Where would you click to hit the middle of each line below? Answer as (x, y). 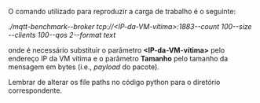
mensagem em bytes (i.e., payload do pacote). (84, 67)
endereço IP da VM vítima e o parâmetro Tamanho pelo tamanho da (118, 59)
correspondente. (35, 90)
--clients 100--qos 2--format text (62, 35)
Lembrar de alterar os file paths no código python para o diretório (114, 82)
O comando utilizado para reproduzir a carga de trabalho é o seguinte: (122, 11)
